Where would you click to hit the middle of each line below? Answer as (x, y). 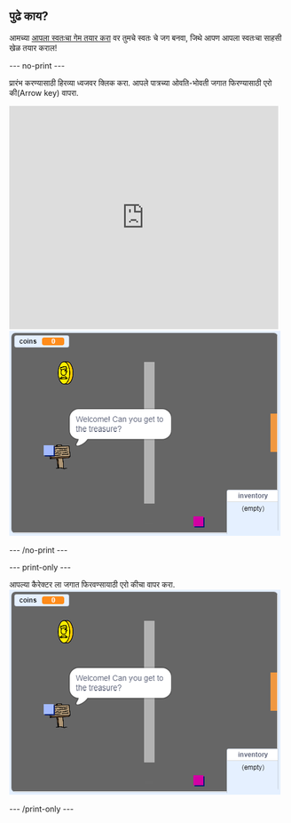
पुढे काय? (29, 16)
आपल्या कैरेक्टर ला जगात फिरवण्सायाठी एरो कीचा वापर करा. (92, 584)
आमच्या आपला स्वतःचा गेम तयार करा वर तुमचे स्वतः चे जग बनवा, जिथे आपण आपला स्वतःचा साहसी (145, 37)
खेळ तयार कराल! (33, 48)
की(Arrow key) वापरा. (44, 92)
